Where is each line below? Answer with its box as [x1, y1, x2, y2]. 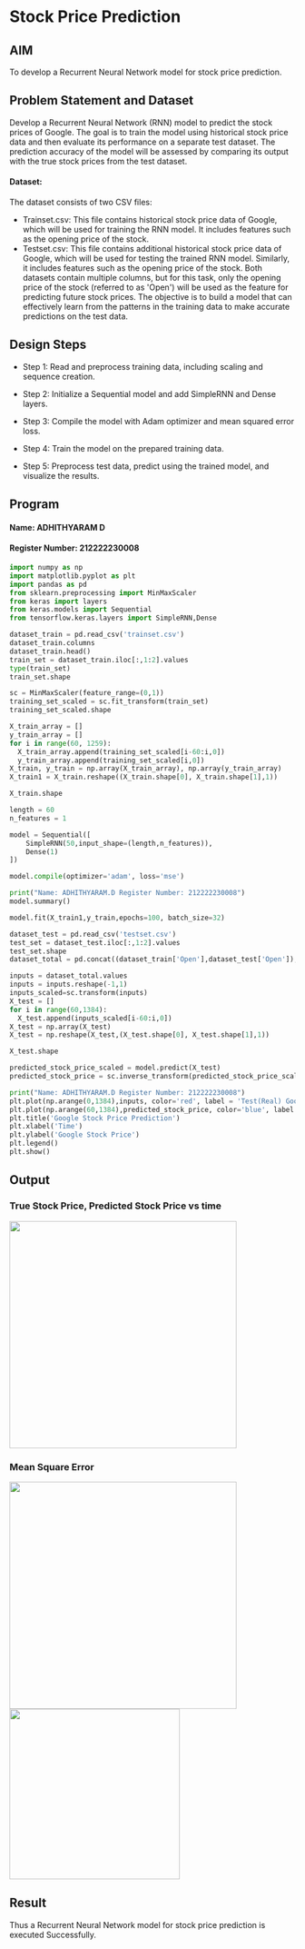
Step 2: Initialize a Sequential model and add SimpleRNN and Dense [22, 388, 277, 399]
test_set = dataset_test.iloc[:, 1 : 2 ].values [9, 938, 181, 947]
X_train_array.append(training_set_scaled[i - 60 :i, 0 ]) [17, 747, 225, 756]
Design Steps [9, 337, 87, 353]
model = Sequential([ [9, 830, 92, 840]
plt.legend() [9, 1139, 59, 1149]
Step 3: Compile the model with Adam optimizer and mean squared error [22, 415, 295, 426]
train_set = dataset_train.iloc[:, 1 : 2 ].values [9, 655, 189, 664]
